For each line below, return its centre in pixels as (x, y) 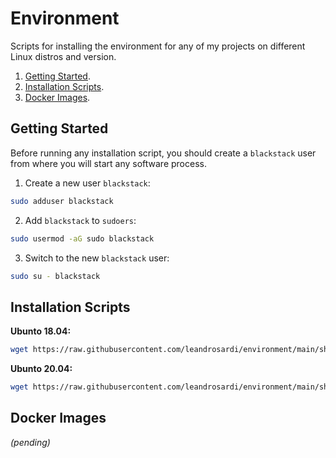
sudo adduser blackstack (62, 201)
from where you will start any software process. (108, 163)
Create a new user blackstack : (87, 183)
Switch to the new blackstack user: (97, 258)
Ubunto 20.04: (41, 369)
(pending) (30, 442)
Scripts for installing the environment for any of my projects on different (158, 46)
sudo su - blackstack (55, 276)
